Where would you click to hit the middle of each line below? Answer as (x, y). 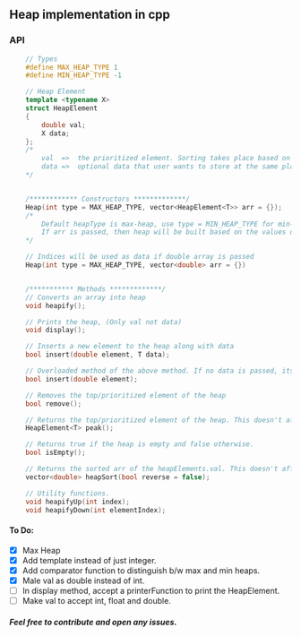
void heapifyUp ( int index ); (77, 502)
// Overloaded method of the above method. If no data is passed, (152, 371)
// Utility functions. (68, 493)
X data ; (56, 133)
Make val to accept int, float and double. (97, 600)
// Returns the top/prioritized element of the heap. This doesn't (154, 420)
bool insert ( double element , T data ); (98, 355)
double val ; (64, 125)
